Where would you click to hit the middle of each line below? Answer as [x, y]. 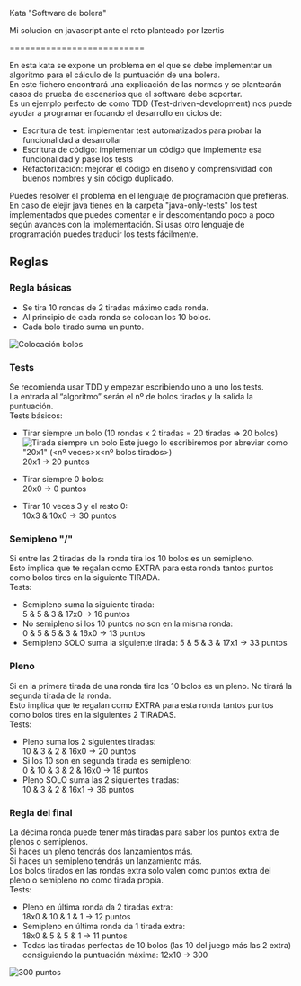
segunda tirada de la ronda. [60, 695]
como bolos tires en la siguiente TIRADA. [84, 578]
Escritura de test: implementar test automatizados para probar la [142, 130]
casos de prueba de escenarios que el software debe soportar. [126, 94]
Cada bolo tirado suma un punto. [83, 327]
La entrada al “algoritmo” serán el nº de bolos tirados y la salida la [131, 396]
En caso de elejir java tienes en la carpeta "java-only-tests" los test [133, 205]
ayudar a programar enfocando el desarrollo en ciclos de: [116, 113]
